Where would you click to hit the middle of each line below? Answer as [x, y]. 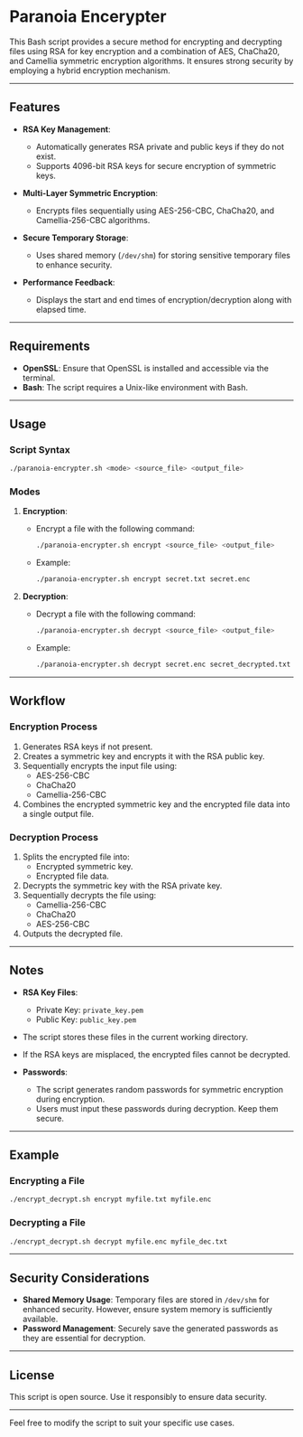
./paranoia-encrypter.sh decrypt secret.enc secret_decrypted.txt [163, 665]
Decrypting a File [47, 1223]
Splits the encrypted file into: [76, 857]
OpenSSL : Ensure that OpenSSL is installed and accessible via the [145, 368]
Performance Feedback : [69, 282]
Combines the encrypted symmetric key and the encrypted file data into [156, 804]
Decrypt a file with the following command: [116, 614]
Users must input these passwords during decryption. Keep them [157, 1108]
